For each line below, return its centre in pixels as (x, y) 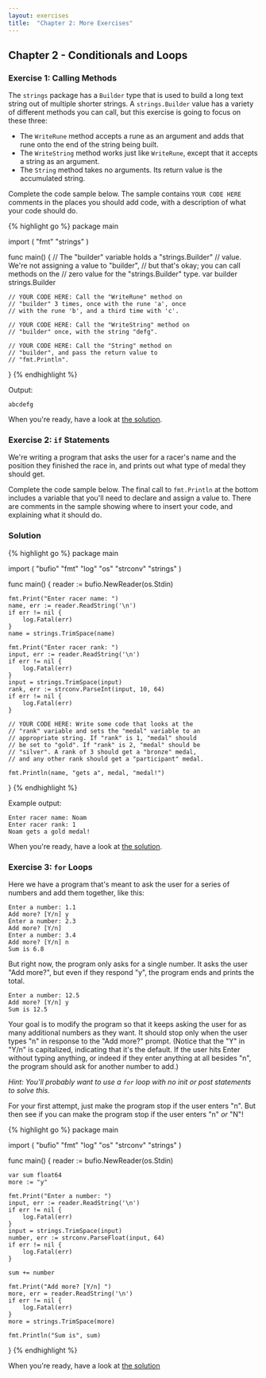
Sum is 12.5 (28, 1010)
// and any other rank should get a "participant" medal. (106, 759)
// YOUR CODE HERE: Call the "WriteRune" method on (95, 297)
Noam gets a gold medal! (49, 832)
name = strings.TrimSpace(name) (62, 633)
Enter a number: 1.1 (42, 908)
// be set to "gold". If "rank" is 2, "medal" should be (104, 745)
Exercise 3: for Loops (50, 867)
